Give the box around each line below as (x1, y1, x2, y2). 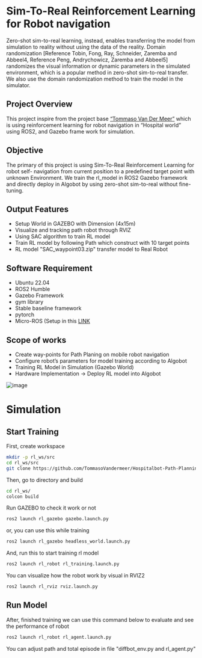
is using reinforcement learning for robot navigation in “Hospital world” (6, 121, 182, 129)
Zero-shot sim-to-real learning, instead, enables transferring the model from (6, 37, 195, 44)
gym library (14, 298, 44, 306)
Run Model (6, 600, 47, 610)
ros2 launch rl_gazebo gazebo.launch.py (6, 516, 109, 522)
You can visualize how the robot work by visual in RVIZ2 (6, 572, 145, 579)
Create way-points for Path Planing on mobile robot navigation (14, 351, 170, 358)
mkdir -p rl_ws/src (6, 454, 55, 460)
